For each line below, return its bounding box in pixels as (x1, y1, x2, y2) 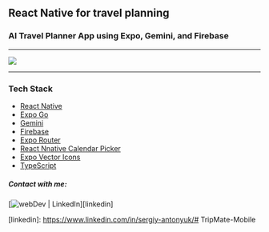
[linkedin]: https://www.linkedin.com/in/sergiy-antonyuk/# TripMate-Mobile (8, 214, 256, 224)
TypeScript (19, 160, 57, 170)
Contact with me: (8, 179, 67, 189)
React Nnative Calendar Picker (19, 143, 122, 153)
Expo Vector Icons (19, 152, 81, 162)
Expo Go (19, 110, 49, 119)
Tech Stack (8, 83, 54, 94)
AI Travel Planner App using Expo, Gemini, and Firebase (8, 30, 230, 42)
